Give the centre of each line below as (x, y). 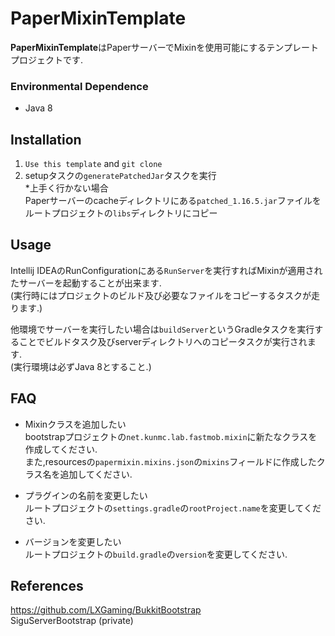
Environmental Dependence (79, 86)
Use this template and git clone (93, 164)
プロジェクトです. (47, 59)
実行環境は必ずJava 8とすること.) (82, 366)
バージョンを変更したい (73, 541)
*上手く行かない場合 (66, 188)
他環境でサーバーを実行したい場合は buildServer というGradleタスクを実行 (162, 329)
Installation (46, 139)
